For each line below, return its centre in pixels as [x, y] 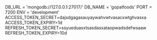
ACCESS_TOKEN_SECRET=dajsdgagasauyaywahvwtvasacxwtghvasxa [76, 17]
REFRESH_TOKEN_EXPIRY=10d [36, 33]
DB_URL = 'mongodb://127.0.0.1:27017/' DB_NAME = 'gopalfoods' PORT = [79, 7]
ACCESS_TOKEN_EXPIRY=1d [34, 22]
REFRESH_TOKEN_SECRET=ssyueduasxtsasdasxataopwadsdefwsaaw [76, 28]
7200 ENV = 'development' [32, 12]
